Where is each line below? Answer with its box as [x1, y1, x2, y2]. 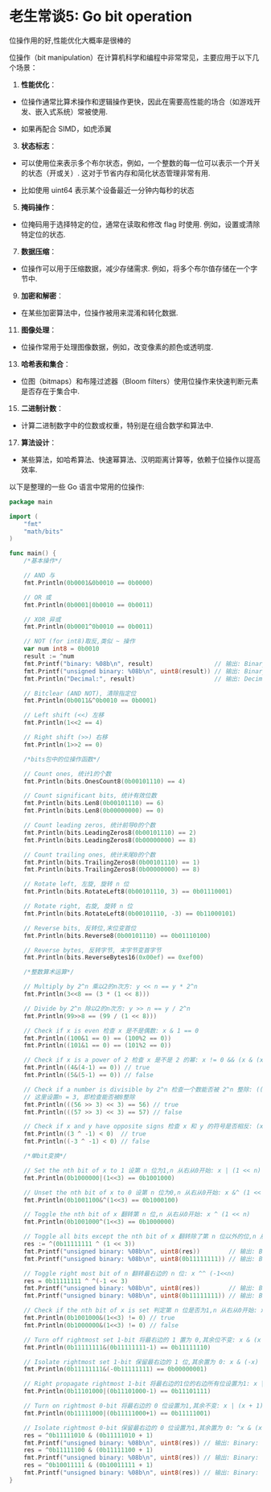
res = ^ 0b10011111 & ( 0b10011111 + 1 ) [23, 1461, 154, 1469]
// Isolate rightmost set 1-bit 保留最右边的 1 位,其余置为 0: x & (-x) [23, 1358, 259, 1366]
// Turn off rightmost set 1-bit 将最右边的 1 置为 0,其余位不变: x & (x [23, 1336, 261, 1344]
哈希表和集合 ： [20, 359, 71, 368]
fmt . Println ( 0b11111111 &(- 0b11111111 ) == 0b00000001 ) [23, 1365, 207, 1374]
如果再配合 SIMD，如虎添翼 [20, 124, 112, 134]
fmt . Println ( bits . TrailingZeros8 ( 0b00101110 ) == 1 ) [23, 858, 200, 866]
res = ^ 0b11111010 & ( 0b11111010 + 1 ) [23, 1431, 154, 1440]
